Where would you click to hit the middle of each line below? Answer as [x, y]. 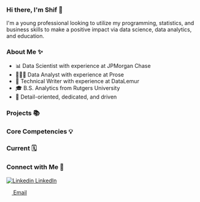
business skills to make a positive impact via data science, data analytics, [99, 29]
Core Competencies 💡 [40, 132]
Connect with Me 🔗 [35, 167]
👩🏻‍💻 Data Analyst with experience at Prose [70, 74]
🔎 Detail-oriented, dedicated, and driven [66, 97]
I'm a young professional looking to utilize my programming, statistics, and [100, 23]
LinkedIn [46, 181]
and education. [25, 36]
